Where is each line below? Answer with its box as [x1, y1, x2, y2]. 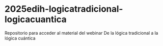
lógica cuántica [4, 35, 36, 41]
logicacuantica [4, 14, 67, 25]
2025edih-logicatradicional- [4, 3, 123, 15]
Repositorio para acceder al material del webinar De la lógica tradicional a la [4, 30, 158, 36]
